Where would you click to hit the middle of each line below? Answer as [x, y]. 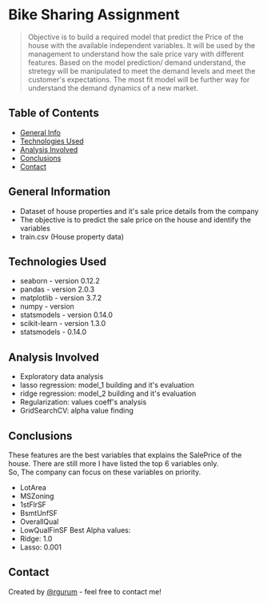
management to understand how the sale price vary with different [136, 54]
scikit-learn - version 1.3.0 [63, 324]
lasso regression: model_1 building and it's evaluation [107, 385]
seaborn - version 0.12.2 [60, 281]
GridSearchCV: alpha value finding [77, 411]
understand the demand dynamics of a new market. [113, 88]
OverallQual [39, 521]
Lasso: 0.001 [41, 547]
